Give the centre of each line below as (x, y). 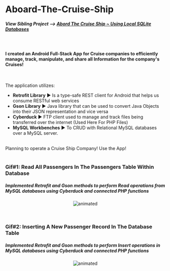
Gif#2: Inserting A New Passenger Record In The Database (79, 227)
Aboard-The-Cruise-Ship (60, 9)
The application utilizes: (30, 85)
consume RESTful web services (46, 101)
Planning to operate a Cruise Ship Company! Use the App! (66, 148)
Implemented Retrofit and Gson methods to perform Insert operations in (83, 245)
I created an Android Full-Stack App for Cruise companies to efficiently (82, 53)
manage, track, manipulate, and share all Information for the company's (82, 59)
